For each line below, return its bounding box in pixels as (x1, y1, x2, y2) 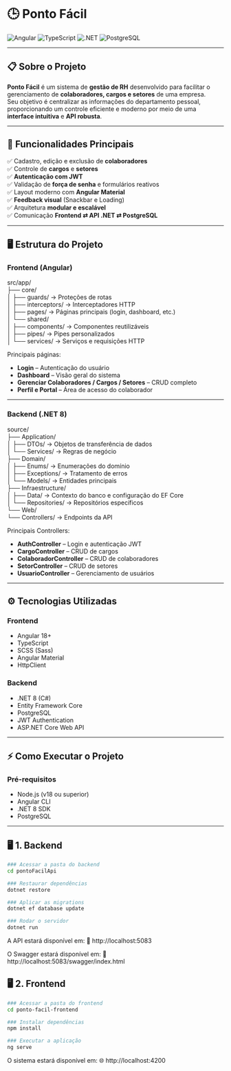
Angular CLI (16, 797, 51, 806)
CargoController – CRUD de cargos (16, 547, 119, 555)
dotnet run (7, 924, 38, 931)
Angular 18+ (16, 632, 52, 640)
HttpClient (16, 661, 47, 669)
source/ (7, 425, 30, 433)
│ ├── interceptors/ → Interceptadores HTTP (7, 300, 136, 309)
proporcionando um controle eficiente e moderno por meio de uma (7, 105, 197, 113)
